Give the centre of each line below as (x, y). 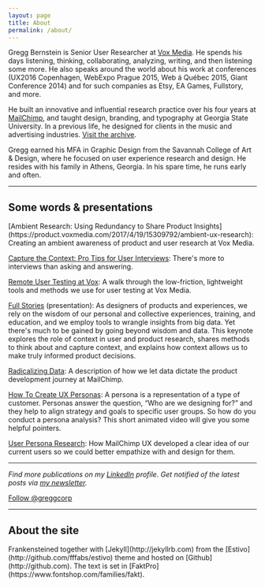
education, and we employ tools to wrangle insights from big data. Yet (122, 322)
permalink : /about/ (40, 30)
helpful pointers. (35, 428)
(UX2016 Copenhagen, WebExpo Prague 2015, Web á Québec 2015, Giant (128, 78)
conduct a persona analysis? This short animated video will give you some (129, 420)
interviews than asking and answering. (71, 267)
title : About (30, 23)
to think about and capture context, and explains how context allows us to (128, 347)
